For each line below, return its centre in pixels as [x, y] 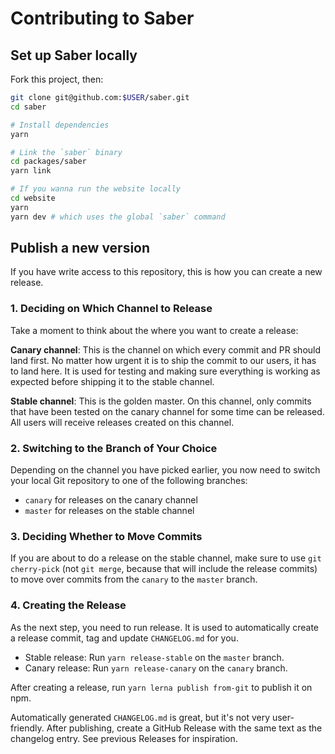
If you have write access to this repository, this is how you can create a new [166, 272]
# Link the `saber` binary [66, 152]
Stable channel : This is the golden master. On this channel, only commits [161, 401]
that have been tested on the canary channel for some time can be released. [167, 411]
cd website [33, 198]
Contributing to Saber [102, 18]
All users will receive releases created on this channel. [122, 422]
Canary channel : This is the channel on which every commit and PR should [166, 349]
